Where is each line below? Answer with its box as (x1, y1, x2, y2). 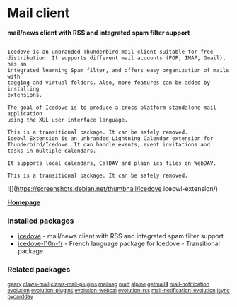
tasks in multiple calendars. (7, 147, 97, 154)
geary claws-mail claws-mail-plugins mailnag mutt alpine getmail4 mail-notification (7, 281, 210, 288)
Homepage (7, 198, 41, 207)
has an (7, 60, 27, 68)
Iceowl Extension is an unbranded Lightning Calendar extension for (7, 134, 214, 142)
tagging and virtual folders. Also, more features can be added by (7, 79, 211, 86)
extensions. (7, 91, 42, 98)
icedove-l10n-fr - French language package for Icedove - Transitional (17, 239, 221, 248)
